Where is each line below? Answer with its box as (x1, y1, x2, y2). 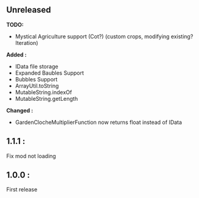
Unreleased (6, 5, 52, 15)
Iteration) (15, 39, 38, 46)
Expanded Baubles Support (15, 69, 84, 77)
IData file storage (15, 63, 59, 70)
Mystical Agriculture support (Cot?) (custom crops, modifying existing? (15, 33, 194, 40)
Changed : (6, 106, 33, 114)
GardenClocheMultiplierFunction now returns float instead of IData (15, 118, 183, 126)
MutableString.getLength (15, 95, 78, 102)
